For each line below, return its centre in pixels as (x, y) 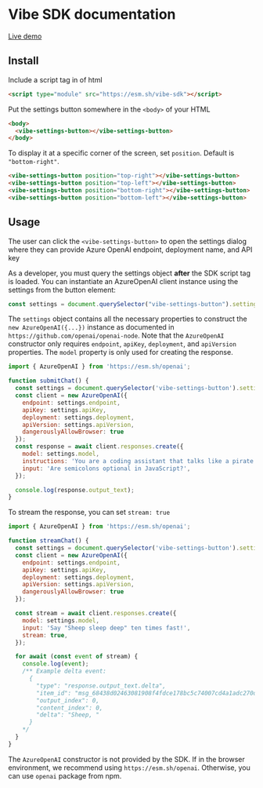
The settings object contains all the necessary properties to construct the (128, 319)
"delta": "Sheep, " (68, 715)
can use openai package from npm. (65, 775)
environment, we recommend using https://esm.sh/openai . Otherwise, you (129, 768)
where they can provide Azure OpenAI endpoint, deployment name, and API (130, 250)
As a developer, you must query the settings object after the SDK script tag (130, 273)
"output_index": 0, (68, 700)
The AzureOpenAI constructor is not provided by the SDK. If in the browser (126, 759)
